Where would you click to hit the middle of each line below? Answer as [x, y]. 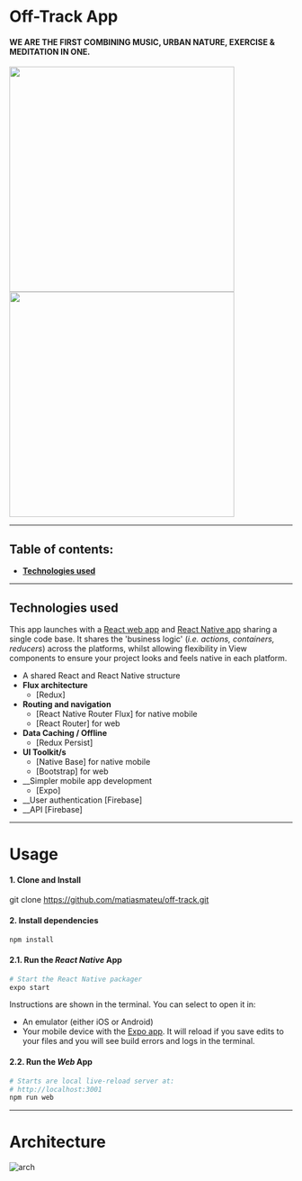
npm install [31, 940]
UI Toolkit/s [44, 752]
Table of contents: [62, 549]
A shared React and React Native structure [101, 676]
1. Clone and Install [45, 879]
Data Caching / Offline [65, 733]
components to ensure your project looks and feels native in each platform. [148, 659]
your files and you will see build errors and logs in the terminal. [138, 1041]
